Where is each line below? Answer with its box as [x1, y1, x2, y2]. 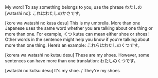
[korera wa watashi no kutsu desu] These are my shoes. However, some [5, 52, 150, 58]
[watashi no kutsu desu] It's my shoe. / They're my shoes [5, 68, 120, 73]
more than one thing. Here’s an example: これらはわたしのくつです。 [5, 42, 142, 48]
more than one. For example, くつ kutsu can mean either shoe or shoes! [5, 31, 149, 37]
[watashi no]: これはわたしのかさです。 [5, 10, 84, 16]
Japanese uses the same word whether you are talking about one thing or [5, 25, 153, 31]
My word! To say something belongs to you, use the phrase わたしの [5, 4, 142, 10]
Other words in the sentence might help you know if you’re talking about [5, 37, 150, 42]
